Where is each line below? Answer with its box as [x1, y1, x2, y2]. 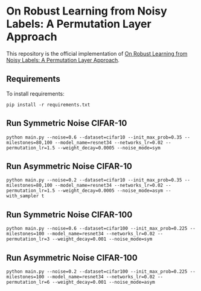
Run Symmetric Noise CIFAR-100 [6, 209, 133, 220]
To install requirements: [6, 90, 65, 97]
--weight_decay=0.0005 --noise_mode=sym [57, 145, 161, 151]
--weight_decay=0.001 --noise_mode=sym [52, 236, 153, 243]
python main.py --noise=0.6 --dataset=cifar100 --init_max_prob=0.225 [6, 226, 188, 232]
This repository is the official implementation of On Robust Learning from [6, 50, 188, 57]
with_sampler [6, 193, 39, 199]
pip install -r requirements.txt [6, 102, 91, 108]
